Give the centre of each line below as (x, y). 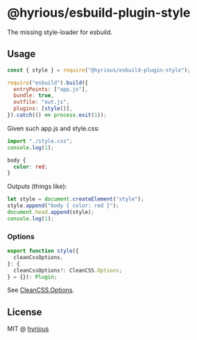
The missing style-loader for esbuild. (60, 32)
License (25, 312)
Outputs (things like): (37, 187)
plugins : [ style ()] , (43, 109)
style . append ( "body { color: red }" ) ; (63, 206)
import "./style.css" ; (40, 141)
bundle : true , (34, 95)
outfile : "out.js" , (42, 102)
